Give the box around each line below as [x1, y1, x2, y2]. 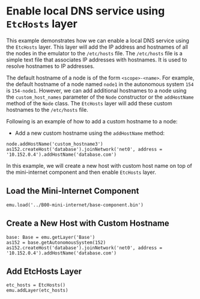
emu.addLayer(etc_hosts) [6, 288, 68, 294]
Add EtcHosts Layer [6, 266, 82, 276]
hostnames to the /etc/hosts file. [6, 106, 88, 113]
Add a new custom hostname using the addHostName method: [14, 129, 165, 137]
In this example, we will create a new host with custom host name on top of [6, 162, 192, 169]
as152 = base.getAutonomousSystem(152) [6, 239, 106, 245]
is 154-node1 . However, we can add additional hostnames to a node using [6, 87, 187, 94]
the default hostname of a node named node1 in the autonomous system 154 [6, 80, 194, 88]
